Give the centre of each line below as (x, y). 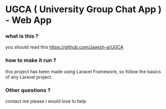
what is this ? (22, 36)
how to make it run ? (31, 61)
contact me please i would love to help (46, 101)
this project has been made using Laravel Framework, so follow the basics (83, 71)
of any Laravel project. (29, 77)
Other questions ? (28, 90)
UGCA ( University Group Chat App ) (84, 9)
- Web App (29, 20)
